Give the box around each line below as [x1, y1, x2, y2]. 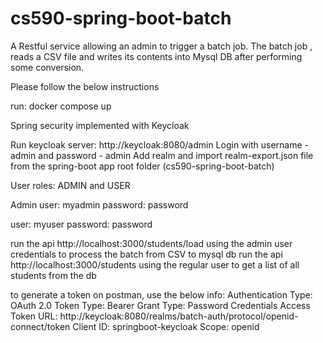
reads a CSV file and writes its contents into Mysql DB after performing [10, 50, 303, 62]
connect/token [10, 320, 71, 332]
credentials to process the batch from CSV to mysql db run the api [10, 248, 283, 260]
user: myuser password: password [10, 218, 153, 230]
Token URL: [10, 310, 58, 322]
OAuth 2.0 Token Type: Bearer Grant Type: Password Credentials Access [10, 299, 311, 311]
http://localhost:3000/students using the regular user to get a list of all [10, 258, 300, 271]
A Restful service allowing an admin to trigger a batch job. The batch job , [10, 40, 313, 52]
